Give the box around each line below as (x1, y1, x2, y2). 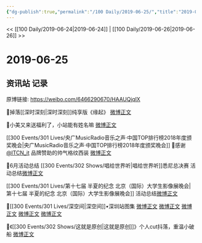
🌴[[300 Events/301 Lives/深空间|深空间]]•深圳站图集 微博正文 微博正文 (6, 203, 180, 210)
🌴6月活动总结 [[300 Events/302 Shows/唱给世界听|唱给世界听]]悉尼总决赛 (6, 162, 189, 169)
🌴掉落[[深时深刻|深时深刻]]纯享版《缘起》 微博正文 (6, 108, 132, 115)
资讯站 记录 (6, 78, 48, 89)
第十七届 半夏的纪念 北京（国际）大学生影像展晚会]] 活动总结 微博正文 (6, 189, 179, 197)
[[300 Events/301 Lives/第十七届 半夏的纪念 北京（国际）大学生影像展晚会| (6, 182, 191, 189)
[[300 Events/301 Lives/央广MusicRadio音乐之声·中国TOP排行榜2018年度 (6, 134, 187, 141)
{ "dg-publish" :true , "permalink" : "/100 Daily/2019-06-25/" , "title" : (6, 8, 179, 15)
